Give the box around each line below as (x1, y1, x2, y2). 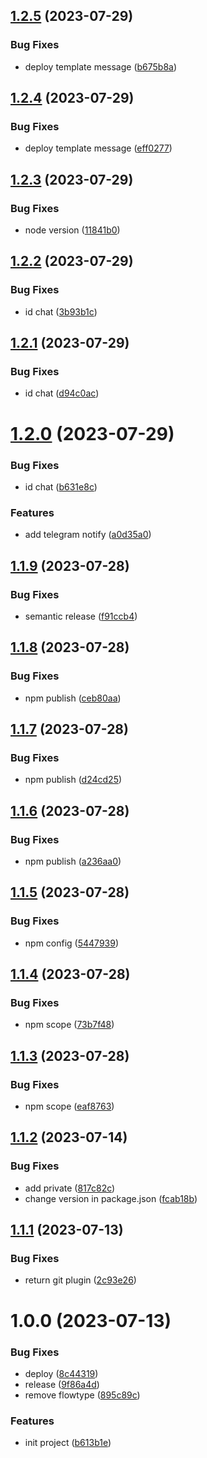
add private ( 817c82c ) (24, 1182, 116, 1194)
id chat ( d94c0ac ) (24, 387, 100, 399)
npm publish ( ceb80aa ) (24, 692, 122, 704)
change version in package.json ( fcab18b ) (24, 1192, 198, 1204)
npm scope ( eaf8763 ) (24, 1100, 115, 1113)
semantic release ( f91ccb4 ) (24, 610, 138, 622)
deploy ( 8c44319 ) (24, 1367, 99, 1379)
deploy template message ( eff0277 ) (24, 142, 173, 154)
